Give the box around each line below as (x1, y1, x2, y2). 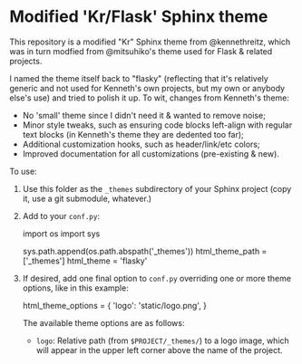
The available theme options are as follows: (22, 317, 185, 328)
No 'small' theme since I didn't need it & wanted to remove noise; (22, 110, 266, 120)
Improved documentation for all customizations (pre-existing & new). (22, 148, 279, 159)
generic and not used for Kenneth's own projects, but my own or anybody (9, 82, 286, 93)
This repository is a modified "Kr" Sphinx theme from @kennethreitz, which (9, 36, 291, 47)
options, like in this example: (22, 283, 129, 293)
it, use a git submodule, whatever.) (22, 193, 152, 204)
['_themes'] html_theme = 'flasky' (22, 255, 148, 266)
